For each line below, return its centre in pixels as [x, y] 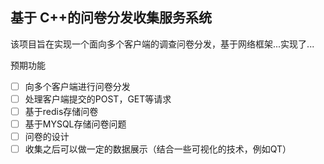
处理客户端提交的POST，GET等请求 [98, 99]
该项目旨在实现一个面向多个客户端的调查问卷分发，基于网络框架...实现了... [162, 44]
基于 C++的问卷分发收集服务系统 [111, 18]
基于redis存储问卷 [61, 111]
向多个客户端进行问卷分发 [77, 86]
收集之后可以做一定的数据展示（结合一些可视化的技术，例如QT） [158, 149]
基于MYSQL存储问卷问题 [75, 124]
